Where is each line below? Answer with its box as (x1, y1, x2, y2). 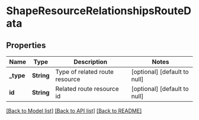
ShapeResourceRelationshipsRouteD (6, 4, 191, 18)
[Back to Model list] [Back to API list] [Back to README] (6, 108, 142, 114)
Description (73, 58, 108, 66)
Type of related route (55, 68, 114, 76)
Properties (6, 40, 46, 50)
